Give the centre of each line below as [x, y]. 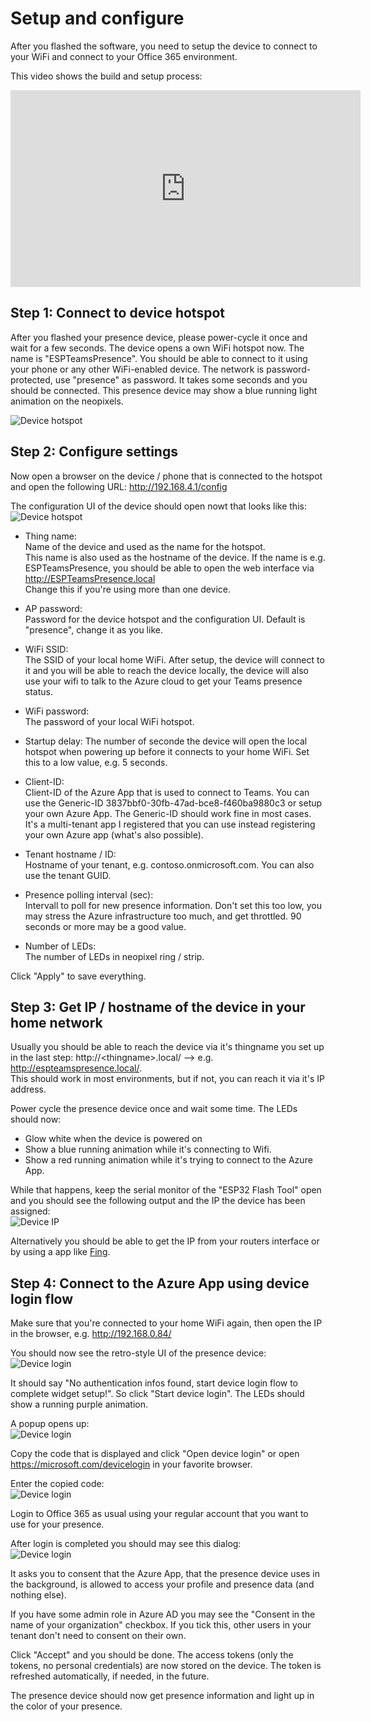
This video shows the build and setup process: [106, 76]
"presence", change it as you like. [93, 629]
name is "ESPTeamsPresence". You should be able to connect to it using [159, 358]
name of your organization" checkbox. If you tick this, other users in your [161, 1625]
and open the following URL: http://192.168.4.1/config [119, 486]
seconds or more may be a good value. [105, 926]
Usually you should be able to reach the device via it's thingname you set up [167, 1047]
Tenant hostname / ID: [70, 854]
